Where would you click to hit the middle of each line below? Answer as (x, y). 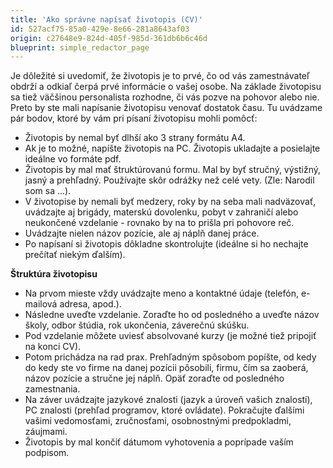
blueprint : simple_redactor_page (80, 47)
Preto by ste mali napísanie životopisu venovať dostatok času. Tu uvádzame (166, 108)
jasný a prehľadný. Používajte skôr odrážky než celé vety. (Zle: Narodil (169, 180)
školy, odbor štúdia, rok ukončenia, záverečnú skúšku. (137, 325)
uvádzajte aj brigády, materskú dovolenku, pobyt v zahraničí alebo (161, 212)
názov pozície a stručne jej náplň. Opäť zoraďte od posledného (154, 378)
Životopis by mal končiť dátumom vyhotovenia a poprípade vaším (159, 442)
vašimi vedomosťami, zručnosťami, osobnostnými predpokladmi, (158, 421)
